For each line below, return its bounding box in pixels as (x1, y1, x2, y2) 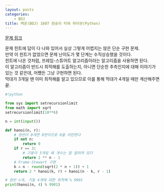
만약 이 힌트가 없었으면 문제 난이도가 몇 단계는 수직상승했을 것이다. (5, 52, 132, 57)
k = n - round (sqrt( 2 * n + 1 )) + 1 (14, 164, 89, 169)
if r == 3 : (14, 146, 36, 151)
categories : (5, 12, 29, 17)
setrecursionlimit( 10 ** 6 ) (5, 110, 58, 115)
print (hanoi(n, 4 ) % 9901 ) (5, 182, 60, 187)
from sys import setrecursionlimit (5, 101, 78, 106)
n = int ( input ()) (5, 119, 41, 124)
